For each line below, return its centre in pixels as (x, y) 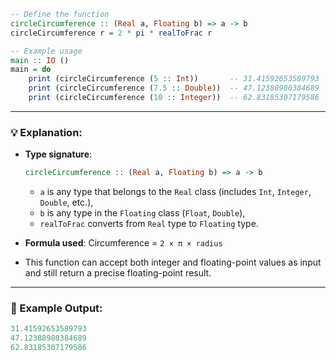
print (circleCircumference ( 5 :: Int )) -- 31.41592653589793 (174, 79)
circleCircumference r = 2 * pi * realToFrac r (111, 33)
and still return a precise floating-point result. (118, 273)
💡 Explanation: (46, 132)
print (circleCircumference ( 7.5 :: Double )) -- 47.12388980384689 (174, 88)
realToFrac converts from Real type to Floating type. (149, 224)
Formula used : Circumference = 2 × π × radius (123, 243)
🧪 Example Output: (56, 308)
